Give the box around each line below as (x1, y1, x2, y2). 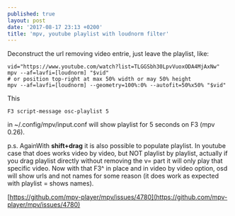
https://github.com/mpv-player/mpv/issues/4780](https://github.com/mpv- (9, 193, 228, 202)
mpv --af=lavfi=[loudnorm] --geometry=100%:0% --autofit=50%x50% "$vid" (7, 82, 227, 89)
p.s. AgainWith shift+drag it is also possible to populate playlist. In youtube (7, 142, 227, 150)
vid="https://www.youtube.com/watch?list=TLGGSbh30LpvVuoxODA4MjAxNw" (7, 63, 220, 71)
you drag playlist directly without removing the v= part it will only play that (7, 157, 223, 165)
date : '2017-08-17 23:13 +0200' (7, 23, 103, 30)
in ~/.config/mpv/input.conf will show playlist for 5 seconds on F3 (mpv (7, 120, 215, 129)
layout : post (7, 17, 46, 24)
